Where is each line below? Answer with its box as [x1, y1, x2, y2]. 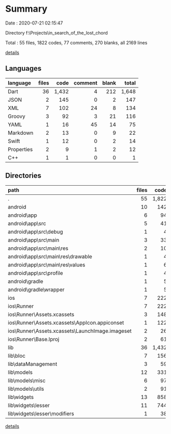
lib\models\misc [8, 377, 46, 384]
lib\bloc [8, 352, 25, 359]
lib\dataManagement [8, 360, 58, 367]
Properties [8, 146, 33, 153]
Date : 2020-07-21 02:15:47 [5, 20, 63, 26]
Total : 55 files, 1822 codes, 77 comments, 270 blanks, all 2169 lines [5, 39, 148, 46]
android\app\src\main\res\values [8, 261, 85, 268]
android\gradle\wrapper [8, 286, 65, 293]
